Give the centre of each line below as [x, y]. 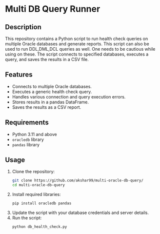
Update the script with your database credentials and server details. [80, 213]
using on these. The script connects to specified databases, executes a [77, 54]
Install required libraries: [36, 195]
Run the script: [27, 218]
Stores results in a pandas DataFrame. [50, 102]
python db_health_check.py [40, 227]
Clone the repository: [33, 172]
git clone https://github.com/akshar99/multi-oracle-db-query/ [78, 181]
